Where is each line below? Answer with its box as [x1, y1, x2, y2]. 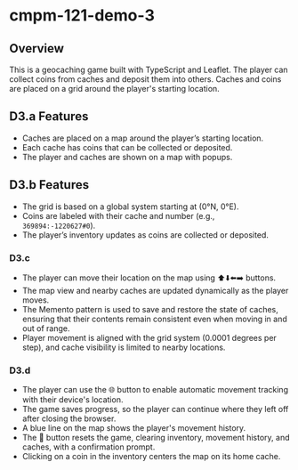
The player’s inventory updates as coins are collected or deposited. [21, 229, 270, 240]
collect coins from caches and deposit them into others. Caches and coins [9, 74, 282, 85]
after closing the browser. [21, 413, 117, 424]
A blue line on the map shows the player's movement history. [21, 423, 246, 434]
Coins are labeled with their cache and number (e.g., [21, 210, 215, 221]
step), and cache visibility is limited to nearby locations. [21, 342, 226, 352]
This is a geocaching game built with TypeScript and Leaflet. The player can [9, 64, 288, 75]
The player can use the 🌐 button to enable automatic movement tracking [21, 385, 289, 395]
